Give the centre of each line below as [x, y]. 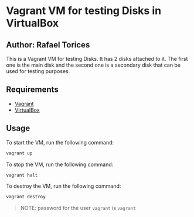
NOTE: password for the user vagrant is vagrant [78, 208]
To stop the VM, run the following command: [60, 164]
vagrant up [19, 153]
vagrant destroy [26, 197]
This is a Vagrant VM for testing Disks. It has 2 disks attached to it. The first [97, 59]
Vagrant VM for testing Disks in [84, 11]
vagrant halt [22, 175]
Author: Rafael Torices [48, 45]
